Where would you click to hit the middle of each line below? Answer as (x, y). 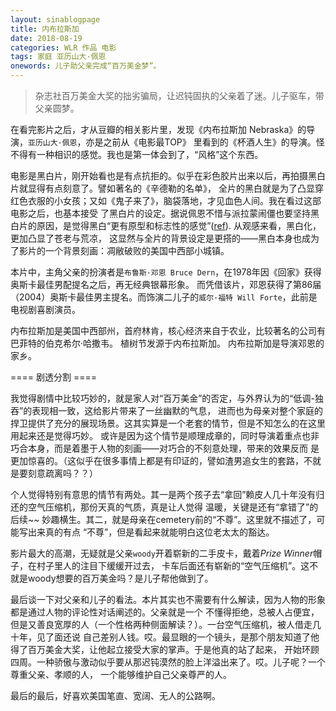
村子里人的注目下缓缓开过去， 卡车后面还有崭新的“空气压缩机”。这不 (177, 565)
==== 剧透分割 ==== (53, 377)
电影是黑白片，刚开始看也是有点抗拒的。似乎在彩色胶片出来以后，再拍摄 (159, 175)
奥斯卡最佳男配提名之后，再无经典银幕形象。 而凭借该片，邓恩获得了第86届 (166, 284)
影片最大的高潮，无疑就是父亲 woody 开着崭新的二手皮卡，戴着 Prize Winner (162, 553)
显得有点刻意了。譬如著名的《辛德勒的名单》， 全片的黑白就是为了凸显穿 (175, 188)
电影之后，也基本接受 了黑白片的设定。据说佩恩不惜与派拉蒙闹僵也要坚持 (160, 213)
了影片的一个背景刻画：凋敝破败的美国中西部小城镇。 (120, 250)
